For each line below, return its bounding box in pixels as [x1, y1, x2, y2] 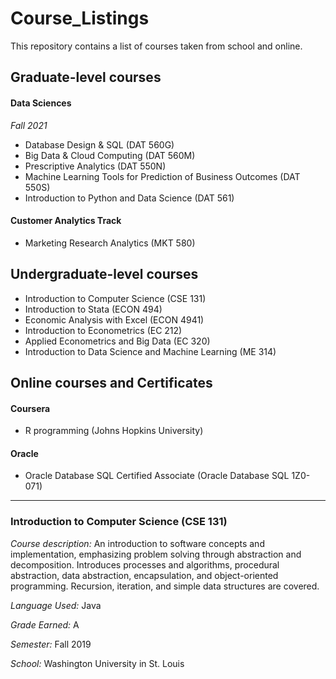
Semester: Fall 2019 [10, 638, 92, 650]
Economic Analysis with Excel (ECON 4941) [24, 313, 205, 326]
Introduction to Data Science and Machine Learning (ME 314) [24, 345, 277, 357]
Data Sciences [10, 97, 72, 109]
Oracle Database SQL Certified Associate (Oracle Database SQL [24, 470, 290, 482]
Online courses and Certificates [10, 374, 213, 391]
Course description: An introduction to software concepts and [10, 537, 265, 549]
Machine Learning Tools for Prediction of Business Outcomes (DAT [24, 170, 301, 182]
